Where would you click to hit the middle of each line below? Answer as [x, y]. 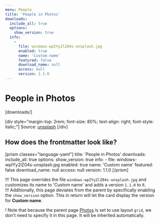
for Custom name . [24, 200]
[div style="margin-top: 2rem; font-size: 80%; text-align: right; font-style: [80, 121]
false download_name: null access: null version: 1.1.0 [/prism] [67, 170]
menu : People [18, 10]
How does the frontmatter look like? [61, 142]
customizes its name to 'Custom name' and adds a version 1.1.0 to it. [76, 185]
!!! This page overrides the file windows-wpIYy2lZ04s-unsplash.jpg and [76, 179]
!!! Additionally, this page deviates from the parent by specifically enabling [80, 190]
